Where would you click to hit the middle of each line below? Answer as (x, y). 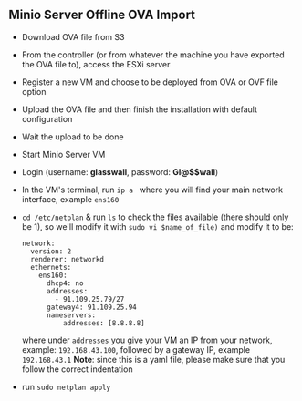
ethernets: (51, 267)
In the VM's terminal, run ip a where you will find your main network (152, 190)
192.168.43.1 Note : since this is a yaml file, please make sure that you (153, 359)
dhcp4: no (65, 283)
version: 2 (51, 251)
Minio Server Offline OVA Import (102, 15)
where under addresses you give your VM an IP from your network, (147, 340)
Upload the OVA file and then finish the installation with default (139, 109)
